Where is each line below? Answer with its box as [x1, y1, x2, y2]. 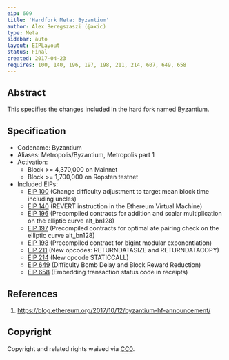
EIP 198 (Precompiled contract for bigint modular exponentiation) [27, 239, 212, 247]
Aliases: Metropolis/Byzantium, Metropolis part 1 [17, 151, 155, 159]
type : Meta [7, 29, 39, 37]
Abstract [7, 87, 46, 99]
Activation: [17, 158, 48, 166]
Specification [7, 125, 66, 137]
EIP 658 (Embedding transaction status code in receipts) [27, 268, 188, 277]
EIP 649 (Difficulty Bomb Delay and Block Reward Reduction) [27, 261, 201, 269]
